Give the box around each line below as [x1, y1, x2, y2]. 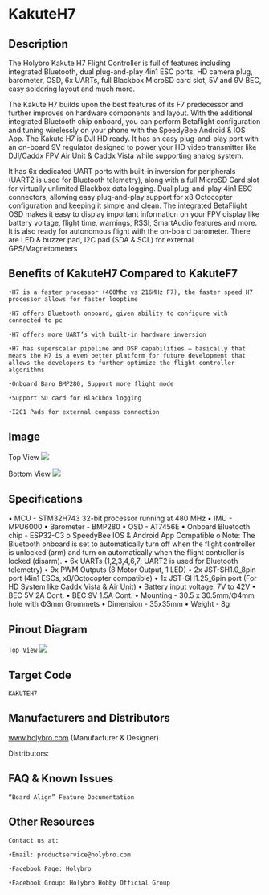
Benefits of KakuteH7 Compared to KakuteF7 [8, 267, 238, 280]
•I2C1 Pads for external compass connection [8, 408, 160, 416]
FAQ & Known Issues [8, 772, 114, 785]
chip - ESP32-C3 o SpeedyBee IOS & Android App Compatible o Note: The [8, 531, 255, 541]
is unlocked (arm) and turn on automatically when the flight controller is [8, 548, 245, 557]
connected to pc [8, 316, 63, 325]
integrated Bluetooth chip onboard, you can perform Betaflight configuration [8, 117, 261, 126]
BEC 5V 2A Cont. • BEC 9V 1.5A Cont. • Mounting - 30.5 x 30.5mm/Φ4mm [8, 590, 255, 600]
